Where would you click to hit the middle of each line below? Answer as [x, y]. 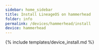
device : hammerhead [26, 28]
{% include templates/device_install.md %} [50, 42]
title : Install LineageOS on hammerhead [48, 14]
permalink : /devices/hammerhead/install [48, 24]
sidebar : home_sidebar [29, 10]
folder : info [19, 19]
